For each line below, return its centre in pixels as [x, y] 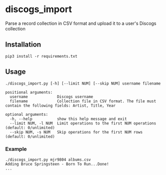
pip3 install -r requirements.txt [41, 56]
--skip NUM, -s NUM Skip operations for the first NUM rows [76, 132]
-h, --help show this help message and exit [68, 119]
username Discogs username [52, 97]
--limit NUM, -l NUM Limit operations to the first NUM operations [83, 123]
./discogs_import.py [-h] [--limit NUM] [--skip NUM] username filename [83, 83]
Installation [23, 45]
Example [16, 149]
